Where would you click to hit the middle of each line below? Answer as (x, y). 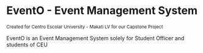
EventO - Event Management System (102, 11)
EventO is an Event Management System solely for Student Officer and (95, 38)
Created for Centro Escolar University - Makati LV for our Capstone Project (85, 27)
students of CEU (27, 44)
